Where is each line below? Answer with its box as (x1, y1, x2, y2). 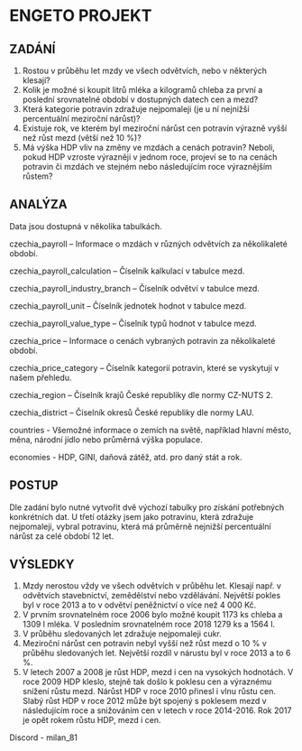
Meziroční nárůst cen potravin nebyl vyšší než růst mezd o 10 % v (22, 638, 268, 649)
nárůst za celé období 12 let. (9, 530, 114, 542)
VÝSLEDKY (9, 557, 75, 572)
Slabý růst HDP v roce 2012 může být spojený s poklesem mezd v (22, 696, 268, 707)
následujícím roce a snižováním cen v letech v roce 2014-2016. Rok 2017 (22, 705, 292, 716)
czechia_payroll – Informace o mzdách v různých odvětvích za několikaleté (9, 238, 288, 249)
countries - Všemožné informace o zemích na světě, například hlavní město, (9, 424, 291, 435)
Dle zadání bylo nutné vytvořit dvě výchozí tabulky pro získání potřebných (9, 502, 285, 513)
